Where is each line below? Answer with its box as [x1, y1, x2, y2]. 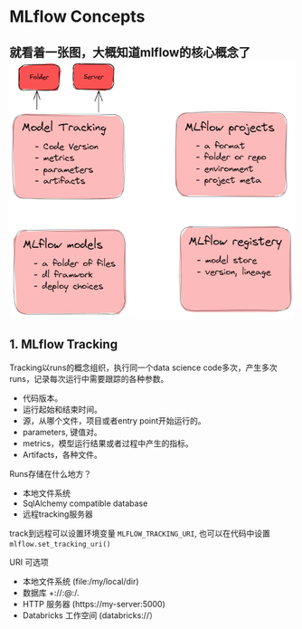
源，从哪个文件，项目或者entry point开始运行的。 [22, 415, 206, 426]
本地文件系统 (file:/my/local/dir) [22, 576, 139, 586]
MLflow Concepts [9, 6, 146, 27]
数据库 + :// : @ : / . [22, 586, 80, 598]
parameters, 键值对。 [22, 426, 102, 437]
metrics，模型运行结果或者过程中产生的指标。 [22, 437, 193, 449]
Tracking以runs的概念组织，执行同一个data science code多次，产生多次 [9, 362, 278, 373]
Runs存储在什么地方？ [9, 468, 92, 479]
